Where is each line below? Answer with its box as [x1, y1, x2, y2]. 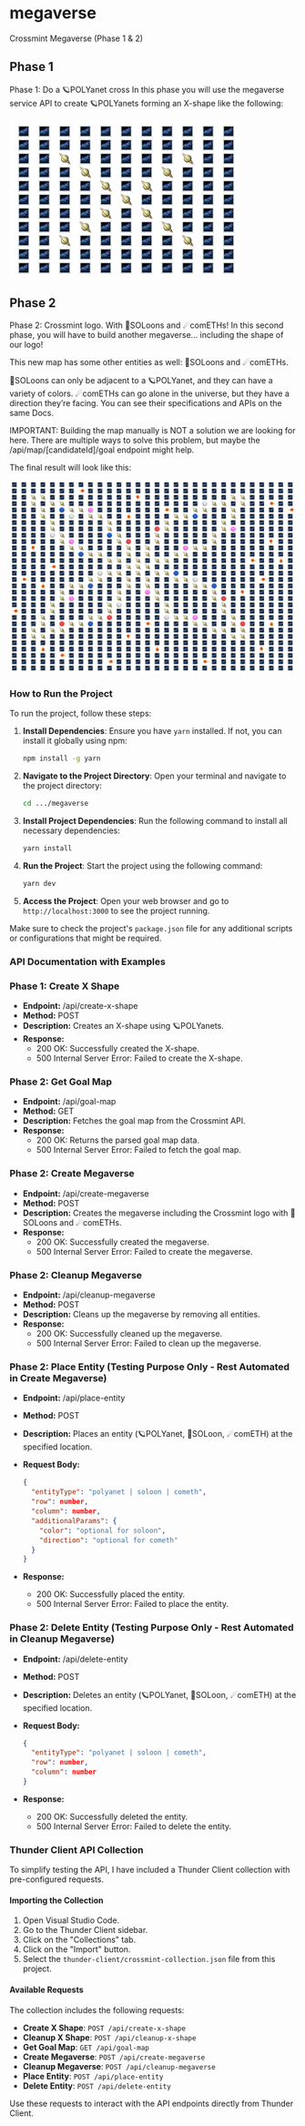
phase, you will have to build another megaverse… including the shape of [9, 329, 284, 340]
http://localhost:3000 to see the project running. [22, 905, 210, 916]
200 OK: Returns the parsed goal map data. [36, 1134, 200, 1145]
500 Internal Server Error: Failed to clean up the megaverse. [36, 1338, 262, 1349]
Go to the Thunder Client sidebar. [22, 1925, 148, 1936]
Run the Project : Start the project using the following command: [22, 860, 263, 871]
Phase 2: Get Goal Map [9, 1075, 112, 1088]
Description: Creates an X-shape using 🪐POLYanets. [22, 1021, 225, 1032]
